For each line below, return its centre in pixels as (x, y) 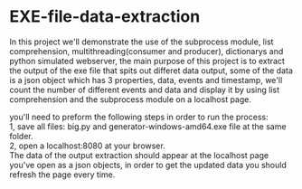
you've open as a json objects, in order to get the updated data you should (148, 165)
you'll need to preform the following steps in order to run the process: (139, 117)
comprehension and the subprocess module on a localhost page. (130, 99)
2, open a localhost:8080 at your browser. (87, 146)
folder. (21, 136)
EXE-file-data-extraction (105, 17)
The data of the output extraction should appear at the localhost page (139, 155)
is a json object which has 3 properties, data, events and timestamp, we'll (146, 80)
